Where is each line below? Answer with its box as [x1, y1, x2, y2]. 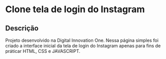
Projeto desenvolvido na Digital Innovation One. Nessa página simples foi [5, 37, 159, 43]
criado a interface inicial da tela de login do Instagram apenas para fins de [5, 43, 161, 49]
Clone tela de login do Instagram [5, 4, 145, 15]
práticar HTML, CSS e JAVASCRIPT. [5, 48, 80, 54]
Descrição [5, 24, 39, 33]
